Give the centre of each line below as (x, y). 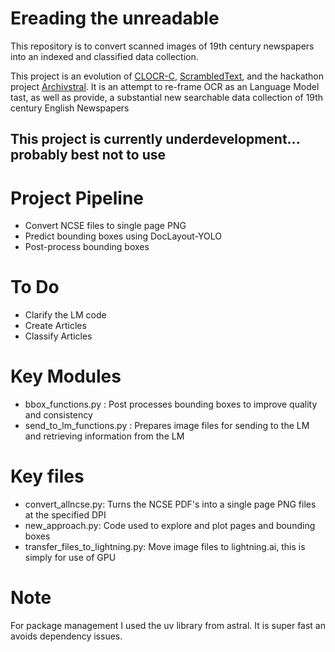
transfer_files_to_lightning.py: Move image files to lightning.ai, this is (165, 547)
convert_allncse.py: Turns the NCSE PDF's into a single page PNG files (170, 504)
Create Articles (55, 326)
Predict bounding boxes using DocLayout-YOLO (123, 236)
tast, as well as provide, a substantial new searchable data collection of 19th (167, 97)
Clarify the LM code (65, 315)
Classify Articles (58, 336)
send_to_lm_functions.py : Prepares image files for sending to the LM (167, 426)
